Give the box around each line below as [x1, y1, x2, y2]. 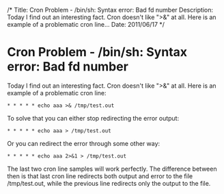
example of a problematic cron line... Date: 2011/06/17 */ [7, 21, 165, 28]
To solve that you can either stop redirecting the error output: [7, 114, 180, 122]
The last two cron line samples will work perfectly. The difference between [7, 165, 217, 173]
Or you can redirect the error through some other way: [7, 139, 160, 147]
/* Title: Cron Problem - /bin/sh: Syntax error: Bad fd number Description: [7, 6, 214, 14]
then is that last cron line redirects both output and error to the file [7, 171, 193, 180]
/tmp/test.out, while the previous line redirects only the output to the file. [7, 179, 211, 187]
